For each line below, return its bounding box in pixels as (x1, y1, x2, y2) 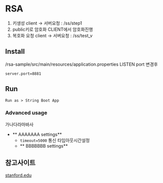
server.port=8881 (5, 71, 41, 76)
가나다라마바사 (5, 121, 34, 127)
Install (5, 47, 25, 56)
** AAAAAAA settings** (12, 131, 62, 137)
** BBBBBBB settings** (19, 143, 68, 149)
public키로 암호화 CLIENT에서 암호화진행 (12, 26, 93, 32)
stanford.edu (5, 172, 31, 178)
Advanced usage (5, 109, 47, 116)
